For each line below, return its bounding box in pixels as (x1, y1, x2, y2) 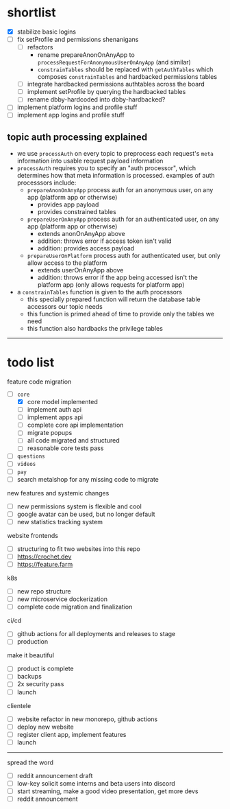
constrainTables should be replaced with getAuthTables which (37, 65, 214, 73)
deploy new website (16, 723, 74, 731)
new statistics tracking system (16, 517, 103, 526)
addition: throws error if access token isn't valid (37, 237, 172, 245)
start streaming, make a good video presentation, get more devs (16, 787, 199, 795)
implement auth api (27, 406, 82, 414)
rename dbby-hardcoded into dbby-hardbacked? (27, 95, 166, 104)
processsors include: (16, 178, 77, 187)
